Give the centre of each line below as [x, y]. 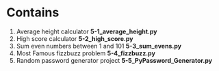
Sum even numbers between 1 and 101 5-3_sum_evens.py [99, 46]
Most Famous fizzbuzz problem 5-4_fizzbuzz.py [86, 53]
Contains [33, 13]
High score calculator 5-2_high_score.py [75, 38]
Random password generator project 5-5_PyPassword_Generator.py [114, 60]
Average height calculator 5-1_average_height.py [87, 31]
